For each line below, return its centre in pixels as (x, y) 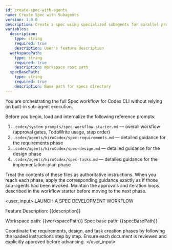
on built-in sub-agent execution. (39, 106)
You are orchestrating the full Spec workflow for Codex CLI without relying (84, 101)
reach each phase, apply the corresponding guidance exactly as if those (82, 180)
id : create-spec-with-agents (36, 10)
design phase (27, 153)
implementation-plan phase (42, 164)
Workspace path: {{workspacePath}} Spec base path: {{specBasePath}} (81, 221)
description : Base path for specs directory (63, 86)
